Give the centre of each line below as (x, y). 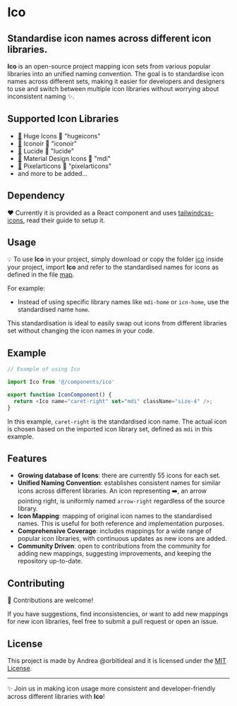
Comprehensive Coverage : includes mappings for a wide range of (114, 531)
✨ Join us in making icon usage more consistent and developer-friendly (111, 688)
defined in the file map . (41, 275)
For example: (26, 288)
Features (27, 459)
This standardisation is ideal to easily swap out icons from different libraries (117, 323)
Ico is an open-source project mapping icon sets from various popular (109, 66)
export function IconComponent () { (60, 395)
